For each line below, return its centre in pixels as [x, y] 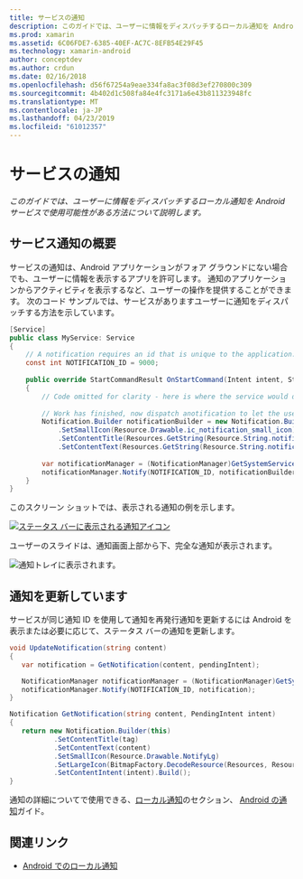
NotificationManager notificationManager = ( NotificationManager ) [149, 681]
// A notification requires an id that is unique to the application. [161, 355]
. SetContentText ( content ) [102, 748]
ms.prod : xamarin [42, 34]
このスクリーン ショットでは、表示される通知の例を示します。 [124, 508]
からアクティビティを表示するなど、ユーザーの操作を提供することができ [150, 289]
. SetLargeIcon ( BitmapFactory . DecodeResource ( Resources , [161, 764]
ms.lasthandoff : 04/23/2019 [62, 118]
